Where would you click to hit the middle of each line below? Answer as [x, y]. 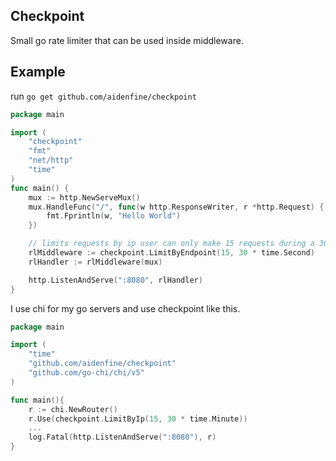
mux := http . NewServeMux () [84, 197]
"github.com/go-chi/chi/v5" [86, 373]
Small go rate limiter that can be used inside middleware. [127, 40]
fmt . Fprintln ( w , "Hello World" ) [114, 216]
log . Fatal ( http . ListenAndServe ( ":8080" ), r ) [122, 437]
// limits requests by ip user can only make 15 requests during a [171, 244]
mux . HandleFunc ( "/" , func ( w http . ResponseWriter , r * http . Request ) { [176, 207]
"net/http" [51, 160]
